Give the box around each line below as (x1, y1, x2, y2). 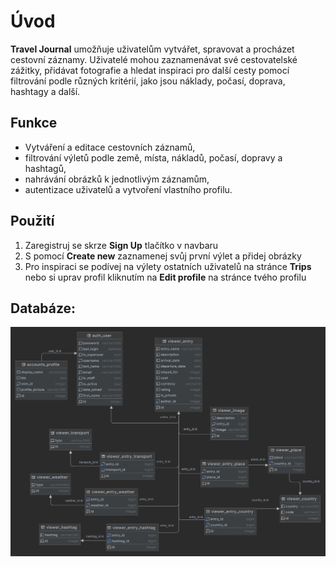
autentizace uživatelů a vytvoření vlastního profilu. (24, 183, 233, 195)
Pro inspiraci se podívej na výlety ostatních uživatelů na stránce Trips (24, 260, 312, 272)
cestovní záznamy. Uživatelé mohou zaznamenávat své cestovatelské (10, 53, 298, 65)
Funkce (10, 115, 58, 132)
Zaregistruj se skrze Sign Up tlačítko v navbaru (24, 239, 219, 251)
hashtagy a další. (10, 85, 81, 97)
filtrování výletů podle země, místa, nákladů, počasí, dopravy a (24, 151, 283, 164)
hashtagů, (24, 162, 67, 174)
